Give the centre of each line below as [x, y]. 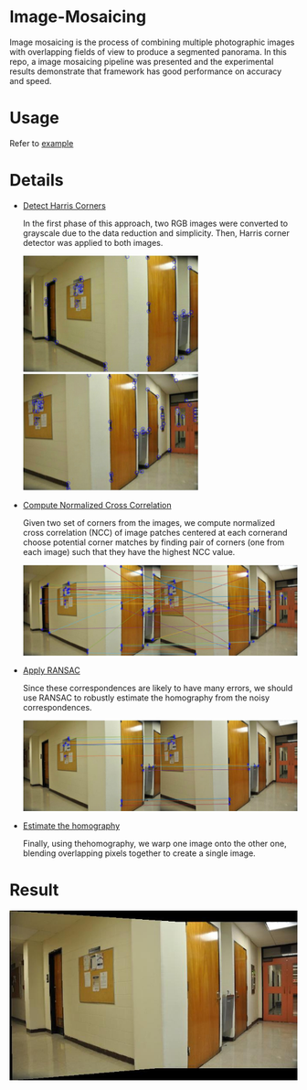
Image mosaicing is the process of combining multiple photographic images [152, 42]
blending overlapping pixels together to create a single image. [139, 853]
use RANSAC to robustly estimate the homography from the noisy [146, 698]
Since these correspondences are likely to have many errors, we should [158, 689]
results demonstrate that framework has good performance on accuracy [146, 71]
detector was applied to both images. [93, 242]
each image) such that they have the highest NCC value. [129, 551]
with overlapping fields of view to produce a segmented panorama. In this [148, 51]
